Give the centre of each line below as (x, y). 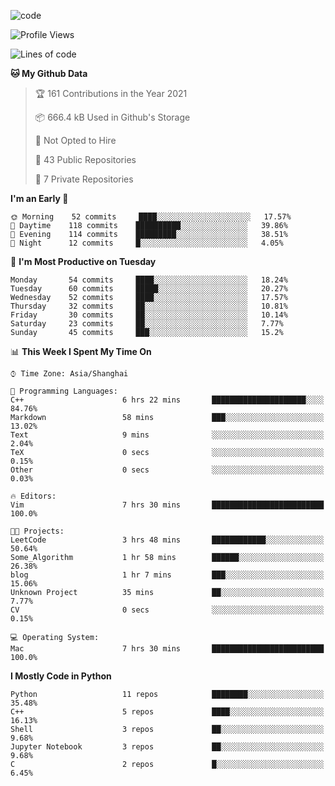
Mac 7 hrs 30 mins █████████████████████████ (167, 649)
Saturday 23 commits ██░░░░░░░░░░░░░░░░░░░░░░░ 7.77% (147, 324)
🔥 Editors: (33, 496)
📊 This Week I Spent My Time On (81, 351)
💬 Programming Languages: (64, 391)
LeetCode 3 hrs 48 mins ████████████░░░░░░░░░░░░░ (167, 540)
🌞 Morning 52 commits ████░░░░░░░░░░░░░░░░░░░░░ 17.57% (151, 217)
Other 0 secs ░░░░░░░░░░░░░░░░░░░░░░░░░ (167, 470)
